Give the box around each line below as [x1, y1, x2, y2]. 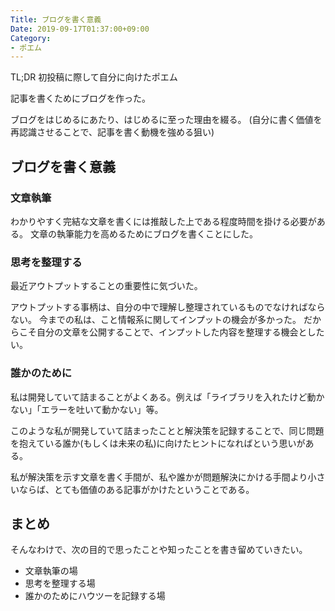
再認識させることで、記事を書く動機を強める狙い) [10, 126, 215, 138]
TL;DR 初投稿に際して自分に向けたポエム [10, 71, 178, 83]
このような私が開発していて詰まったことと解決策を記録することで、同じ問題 [10, 424, 325, 436]
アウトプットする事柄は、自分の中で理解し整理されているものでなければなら [10, 301, 326, 313]
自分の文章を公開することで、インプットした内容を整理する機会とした [36, 326, 325, 338]
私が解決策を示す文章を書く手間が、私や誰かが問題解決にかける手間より [10, 471, 308, 483]
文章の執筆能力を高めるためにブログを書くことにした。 [29, 227, 258, 240]
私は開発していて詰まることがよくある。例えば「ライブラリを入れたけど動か [10, 391, 325, 403]
